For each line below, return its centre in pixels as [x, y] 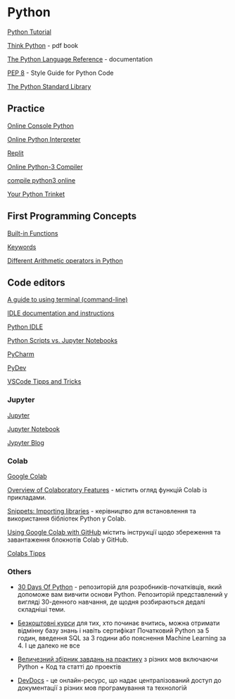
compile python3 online [42, 180]
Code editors [36, 282]
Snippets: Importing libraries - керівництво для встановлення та [102, 511]
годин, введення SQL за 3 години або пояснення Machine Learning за [122, 638]
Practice [26, 109]
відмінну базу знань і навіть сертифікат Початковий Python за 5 [113, 631]
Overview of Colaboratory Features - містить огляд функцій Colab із [107, 490]
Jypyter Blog [26, 442]
